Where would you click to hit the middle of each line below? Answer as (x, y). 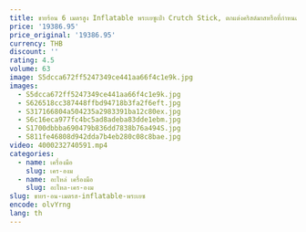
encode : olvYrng (40, 205)
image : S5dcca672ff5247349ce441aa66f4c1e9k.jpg (102, 78)
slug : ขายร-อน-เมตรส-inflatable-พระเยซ (77, 196)
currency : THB (36, 43)
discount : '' (34, 52)
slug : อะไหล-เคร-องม (60, 188)
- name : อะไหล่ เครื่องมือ (56, 179)
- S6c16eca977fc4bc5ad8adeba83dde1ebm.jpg (99, 120)
